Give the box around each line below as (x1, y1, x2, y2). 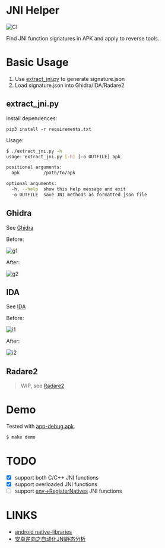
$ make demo (6, 434, 36, 440)
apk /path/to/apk (11, 170, 76, 176)
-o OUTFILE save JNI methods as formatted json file (11, 192, 147, 198)
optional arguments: (6, 181, 58, 187)
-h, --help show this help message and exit (11, 186, 126, 192)
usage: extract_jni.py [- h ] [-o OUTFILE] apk (6, 154, 120, 159)
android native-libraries (14, 528, 72, 536)
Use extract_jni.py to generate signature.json (14, 75, 125, 82)
